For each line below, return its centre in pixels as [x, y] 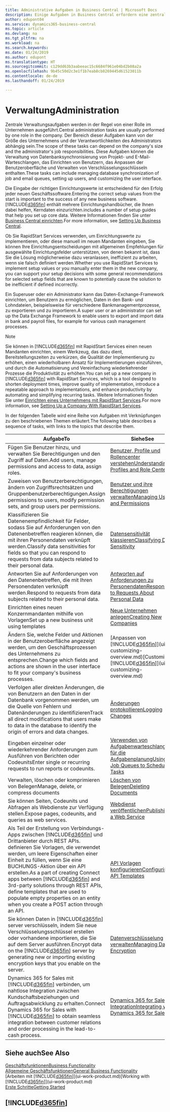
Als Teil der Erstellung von [39, 828]
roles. [14, 473]
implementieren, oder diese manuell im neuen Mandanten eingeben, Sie [80, 241]
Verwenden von [129, 740]
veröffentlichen [128, 810]
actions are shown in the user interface [54, 666]
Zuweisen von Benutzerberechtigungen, [55, 481]
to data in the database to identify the [52, 725]
